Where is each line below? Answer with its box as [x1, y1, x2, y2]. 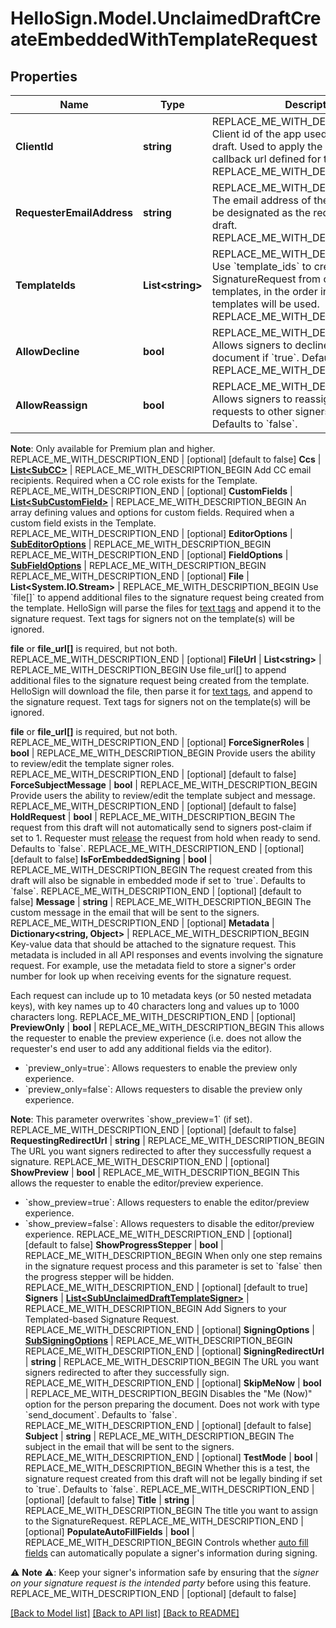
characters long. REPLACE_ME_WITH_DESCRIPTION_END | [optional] [10, 1011, 297, 1022]
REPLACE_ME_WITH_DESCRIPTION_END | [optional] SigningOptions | [24, 1324, 316, 1336]
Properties [10, 68, 78, 85]
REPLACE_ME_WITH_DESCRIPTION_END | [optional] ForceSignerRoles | [10, 737, 310, 748]
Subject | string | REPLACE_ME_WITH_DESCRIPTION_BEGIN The [24, 1430, 295, 1442]
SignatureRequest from [211, 272, 322, 286]
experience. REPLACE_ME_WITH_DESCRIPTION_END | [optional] [24, 1228, 293, 1240]
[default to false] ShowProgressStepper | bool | [24, 1239, 224, 1251]
